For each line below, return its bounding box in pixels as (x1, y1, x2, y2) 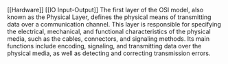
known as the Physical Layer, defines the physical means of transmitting (7, 13, 212, 21)
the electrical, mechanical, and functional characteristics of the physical (7, 27, 211, 35)
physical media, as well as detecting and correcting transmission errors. (7, 49, 211, 57)
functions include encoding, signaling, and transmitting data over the (7, 42, 202, 50)
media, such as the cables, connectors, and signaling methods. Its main (7, 35, 210, 43)
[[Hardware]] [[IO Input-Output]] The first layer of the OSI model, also (7, 6, 204, 14)
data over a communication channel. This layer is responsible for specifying (7, 20, 222, 28)
